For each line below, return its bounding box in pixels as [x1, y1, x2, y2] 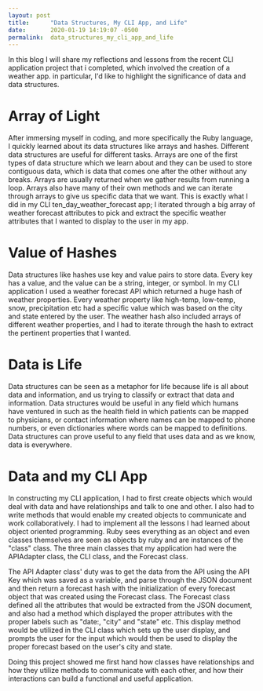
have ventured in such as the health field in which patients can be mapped [8, 407, 249, 416]
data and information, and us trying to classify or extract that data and [8, 390, 235, 400]
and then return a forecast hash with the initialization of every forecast [8, 584, 236, 593]
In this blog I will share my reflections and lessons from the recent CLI [8, 55, 234, 64]
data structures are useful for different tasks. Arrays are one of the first [8, 150, 238, 159]
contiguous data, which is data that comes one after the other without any [8, 166, 247, 176]
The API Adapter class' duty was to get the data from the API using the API [8, 567, 250, 576]
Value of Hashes [8, 244, 118, 262]
